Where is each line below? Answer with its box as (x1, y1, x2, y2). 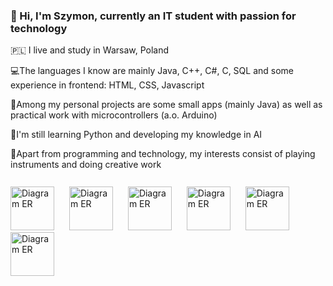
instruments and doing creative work (10, 159, 162, 171)
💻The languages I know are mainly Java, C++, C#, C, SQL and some (10, 65, 294, 77)
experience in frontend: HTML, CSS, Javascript (10, 79, 205, 91)
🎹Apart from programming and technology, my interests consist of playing (10, 148, 316, 160)
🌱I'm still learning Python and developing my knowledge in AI (10, 129, 263, 141)
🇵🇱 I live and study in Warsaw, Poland (10, 44, 170, 56)
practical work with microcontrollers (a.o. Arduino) (10, 109, 218, 121)
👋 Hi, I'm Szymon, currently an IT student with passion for (10, 9, 297, 23)
